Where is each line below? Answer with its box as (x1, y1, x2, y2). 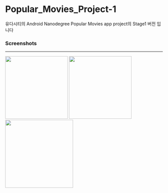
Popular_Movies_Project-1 (5, 4, 116, 15)
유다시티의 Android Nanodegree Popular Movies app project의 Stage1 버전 (5, 21, 156, 27)
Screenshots (5, 40, 37, 47)
